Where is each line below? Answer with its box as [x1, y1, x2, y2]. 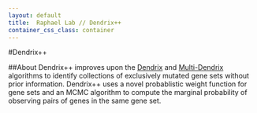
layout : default [8, 11, 61, 20]
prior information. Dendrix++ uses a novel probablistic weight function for [8, 79, 248, 89]
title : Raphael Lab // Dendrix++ [8, 19, 122, 27]
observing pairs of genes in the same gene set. [8, 96, 162, 106]
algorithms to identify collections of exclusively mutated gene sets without [8, 71, 250, 81]
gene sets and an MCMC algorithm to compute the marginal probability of [8, 88, 248, 97]
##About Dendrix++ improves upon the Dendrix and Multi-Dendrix [8, 63, 224, 72]
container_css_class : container [8, 26, 114, 34]
